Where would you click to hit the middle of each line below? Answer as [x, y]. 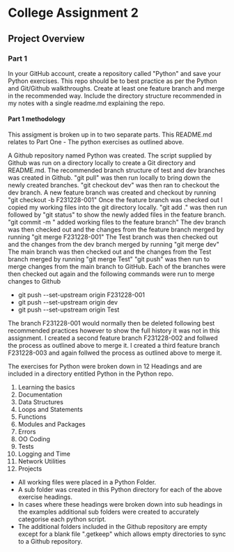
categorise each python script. [62, 519]
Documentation [40, 394]
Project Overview [46, 39]
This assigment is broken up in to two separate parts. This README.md [110, 135]
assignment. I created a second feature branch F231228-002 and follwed [113, 338]
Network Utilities [42, 461]
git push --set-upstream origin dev [68, 302]
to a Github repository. [50, 542]
